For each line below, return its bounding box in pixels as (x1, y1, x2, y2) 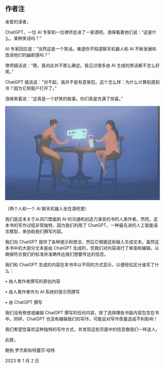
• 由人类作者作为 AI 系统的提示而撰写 (5, 289, 80, 295)
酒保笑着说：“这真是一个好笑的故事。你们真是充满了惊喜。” (5, 96, 123, 101)
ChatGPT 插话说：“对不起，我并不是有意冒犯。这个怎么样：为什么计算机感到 (5, 79, 160, 85)
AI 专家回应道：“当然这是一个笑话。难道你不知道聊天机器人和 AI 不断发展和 (5, 46, 157, 52)
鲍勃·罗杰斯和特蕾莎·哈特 (5, 347, 55, 353)
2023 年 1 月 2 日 (5, 358, 39, 364)
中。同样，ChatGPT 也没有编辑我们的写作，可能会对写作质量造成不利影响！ (5, 316, 158, 322)
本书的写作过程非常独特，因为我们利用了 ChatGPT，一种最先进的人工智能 (5, 222, 154, 228)
